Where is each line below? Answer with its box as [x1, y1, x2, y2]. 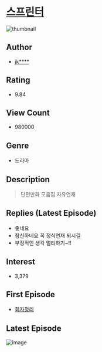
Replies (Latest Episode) [6, 208, 97, 218]
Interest [6, 257, 35, 267]
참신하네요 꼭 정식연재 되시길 [14, 232, 81, 239]
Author [6, 42, 32, 52]
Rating [6, 75, 30, 85]
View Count [6, 107, 50, 118]
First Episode [6, 290, 56, 300]
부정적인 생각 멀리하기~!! [14, 239, 72, 246]
